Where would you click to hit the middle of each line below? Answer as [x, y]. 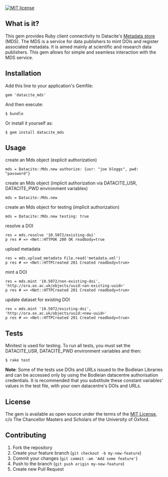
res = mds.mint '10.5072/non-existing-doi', [53, 281]
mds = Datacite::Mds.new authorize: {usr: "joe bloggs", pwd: [72, 169]
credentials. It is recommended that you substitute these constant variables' [84, 381]
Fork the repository [33, 447]
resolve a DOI [19, 226]
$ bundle [14, 114]
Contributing [26, 435]
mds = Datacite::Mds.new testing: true [47, 216]
